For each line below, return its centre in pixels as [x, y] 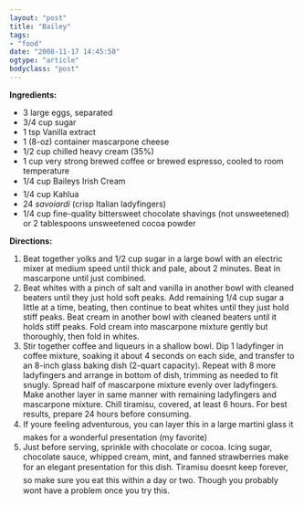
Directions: [31, 241]
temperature [46, 171]
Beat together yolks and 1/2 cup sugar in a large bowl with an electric [152, 258]
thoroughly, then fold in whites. [81, 336]
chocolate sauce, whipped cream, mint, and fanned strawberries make [156, 457]
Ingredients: [33, 95]
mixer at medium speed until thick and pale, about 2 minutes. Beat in [152, 268]
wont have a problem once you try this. [96, 490]
